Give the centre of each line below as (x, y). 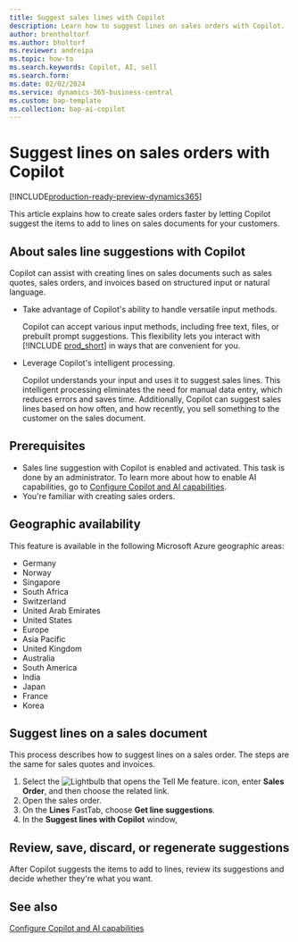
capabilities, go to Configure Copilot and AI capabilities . (124, 487)
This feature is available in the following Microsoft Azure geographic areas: (147, 546)
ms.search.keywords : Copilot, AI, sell (83, 68)
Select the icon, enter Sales (153, 781)
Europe (35, 629)
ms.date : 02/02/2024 (48, 84)
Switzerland (44, 601)
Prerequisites (47, 446)
